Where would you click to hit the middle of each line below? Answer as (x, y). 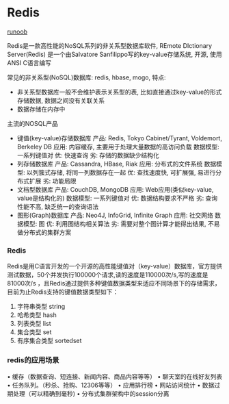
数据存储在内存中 (41, 109)
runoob (17, 31)
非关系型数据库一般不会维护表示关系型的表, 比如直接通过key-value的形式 (119, 92)
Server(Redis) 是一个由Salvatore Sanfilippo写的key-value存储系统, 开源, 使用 (114, 54)
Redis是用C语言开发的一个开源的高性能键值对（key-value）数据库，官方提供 (115, 266)
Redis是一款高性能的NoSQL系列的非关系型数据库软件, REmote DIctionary (110, 45)
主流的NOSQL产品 (32, 123)
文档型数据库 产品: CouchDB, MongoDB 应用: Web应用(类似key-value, (115, 189)
